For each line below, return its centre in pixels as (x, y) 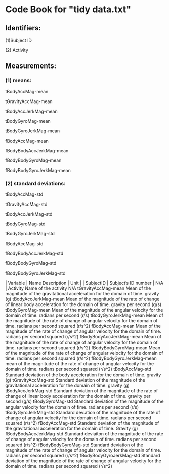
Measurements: (31, 66)
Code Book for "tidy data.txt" (68, 9)
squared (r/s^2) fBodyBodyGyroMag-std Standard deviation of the (74, 445)
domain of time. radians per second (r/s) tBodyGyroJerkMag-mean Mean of (84, 315)
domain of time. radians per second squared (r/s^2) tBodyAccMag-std (78, 369)
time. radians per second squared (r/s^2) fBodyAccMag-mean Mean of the (83, 326)
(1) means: (18, 81)
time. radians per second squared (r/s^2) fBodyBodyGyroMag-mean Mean (83, 347)
